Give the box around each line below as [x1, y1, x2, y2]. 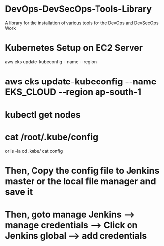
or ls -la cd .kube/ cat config [5, 148, 63, 154]
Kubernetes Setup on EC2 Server [5, 42, 143, 54]
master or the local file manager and [5, 176, 156, 187]
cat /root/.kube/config [5, 132, 98, 143]
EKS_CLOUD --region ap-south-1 [5, 86, 142, 98]
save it [5, 186, 33, 198]
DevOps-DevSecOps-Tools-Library [5, 3, 152, 15]
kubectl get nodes [5, 109, 81, 121]
